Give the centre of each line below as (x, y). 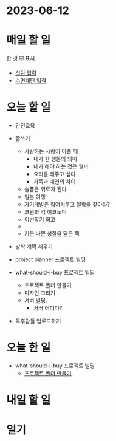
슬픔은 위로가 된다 (45, 190)
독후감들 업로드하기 (38, 321)
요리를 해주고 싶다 (54, 174)
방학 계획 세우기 (34, 247)
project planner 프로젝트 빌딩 (50, 259)
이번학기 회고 (40, 220)
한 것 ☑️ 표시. (21, 58)
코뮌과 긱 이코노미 (45, 212)
